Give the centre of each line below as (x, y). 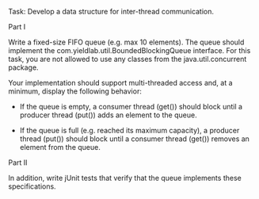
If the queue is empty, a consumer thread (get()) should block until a (131, 107)
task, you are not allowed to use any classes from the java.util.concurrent (128, 59)
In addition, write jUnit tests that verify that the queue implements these (125, 178)
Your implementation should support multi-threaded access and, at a (120, 83)
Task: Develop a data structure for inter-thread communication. (111, 11)
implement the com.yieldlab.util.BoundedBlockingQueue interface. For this (129, 50)
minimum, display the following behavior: (75, 91)
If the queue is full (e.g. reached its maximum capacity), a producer (129, 130)
